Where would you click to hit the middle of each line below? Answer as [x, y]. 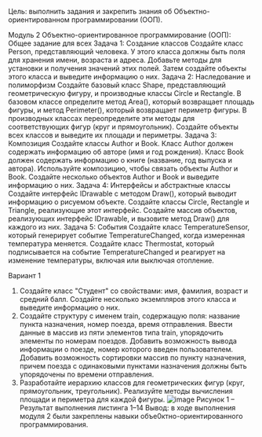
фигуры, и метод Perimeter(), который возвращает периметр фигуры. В [127, 110]
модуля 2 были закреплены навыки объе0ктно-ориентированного [131, 416]
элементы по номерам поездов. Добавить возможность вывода [128, 341]
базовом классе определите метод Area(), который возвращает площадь [131, 102]
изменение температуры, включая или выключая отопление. [111, 260]
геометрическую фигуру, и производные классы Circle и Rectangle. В [125, 93]
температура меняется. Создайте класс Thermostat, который [111, 244]
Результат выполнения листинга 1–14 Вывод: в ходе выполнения [127, 408]
